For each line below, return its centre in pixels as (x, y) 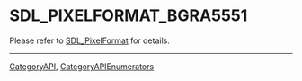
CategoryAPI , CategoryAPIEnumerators (82, 66)
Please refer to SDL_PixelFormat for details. (90, 40)
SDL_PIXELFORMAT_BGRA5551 (129, 16)
